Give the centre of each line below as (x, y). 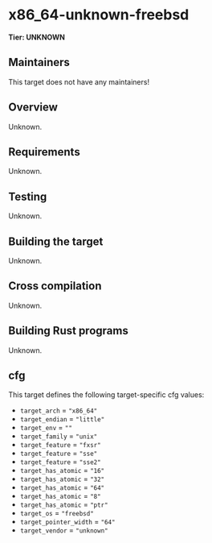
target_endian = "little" (62, 419)
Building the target (56, 241)
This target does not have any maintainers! (79, 81)
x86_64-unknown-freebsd (99, 15)
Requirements (44, 152)
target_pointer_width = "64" (67, 522)
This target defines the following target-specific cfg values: (106, 395)
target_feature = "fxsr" (61, 445)
